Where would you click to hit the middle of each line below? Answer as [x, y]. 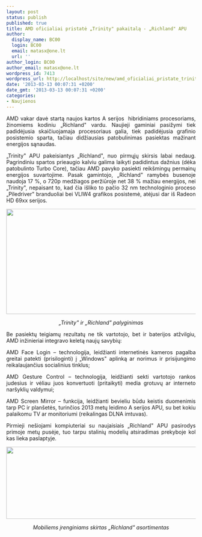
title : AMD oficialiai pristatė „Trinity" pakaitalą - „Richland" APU [96, 29]
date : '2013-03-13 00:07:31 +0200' [51, 85]
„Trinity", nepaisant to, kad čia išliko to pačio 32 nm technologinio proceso [101, 188]
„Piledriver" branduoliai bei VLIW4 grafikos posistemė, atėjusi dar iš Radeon [101, 194]
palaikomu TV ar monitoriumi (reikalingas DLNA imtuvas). [77, 414]
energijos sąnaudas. [31, 144]
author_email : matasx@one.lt [43, 68]
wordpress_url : [25, 79]
